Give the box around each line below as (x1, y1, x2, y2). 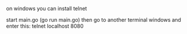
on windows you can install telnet (6, 5, 87, 12)
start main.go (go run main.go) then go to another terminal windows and (6, 16, 182, 23)
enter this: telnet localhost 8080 (6, 23, 84, 29)
